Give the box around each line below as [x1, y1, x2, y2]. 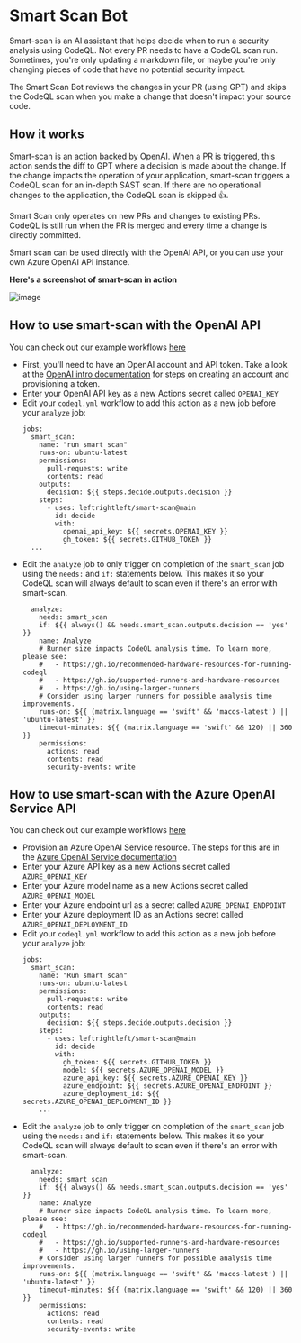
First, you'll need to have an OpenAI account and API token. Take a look [22, 359, 288, 370]
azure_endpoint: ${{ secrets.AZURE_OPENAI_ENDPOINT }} [62, 1082, 272, 1091]
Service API [9, 800, 76, 816]
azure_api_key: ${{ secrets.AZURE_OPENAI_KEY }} [62, 1073, 249, 1083]
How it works [9, 127, 84, 142]
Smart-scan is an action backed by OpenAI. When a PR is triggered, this [9, 151, 276, 161]
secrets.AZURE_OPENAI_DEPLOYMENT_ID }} [22, 1097, 173, 1107]
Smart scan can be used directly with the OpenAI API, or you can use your [9, 247, 285, 258]
